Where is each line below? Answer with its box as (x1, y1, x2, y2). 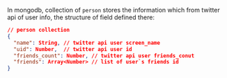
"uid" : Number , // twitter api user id (13, 46, 132, 52)
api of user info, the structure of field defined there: (7, 13, 155, 21)
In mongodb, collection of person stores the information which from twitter (7, 6, 221, 14)
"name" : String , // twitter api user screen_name (13, 39, 160, 46)
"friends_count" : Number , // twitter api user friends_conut (13, 52, 195, 59)
